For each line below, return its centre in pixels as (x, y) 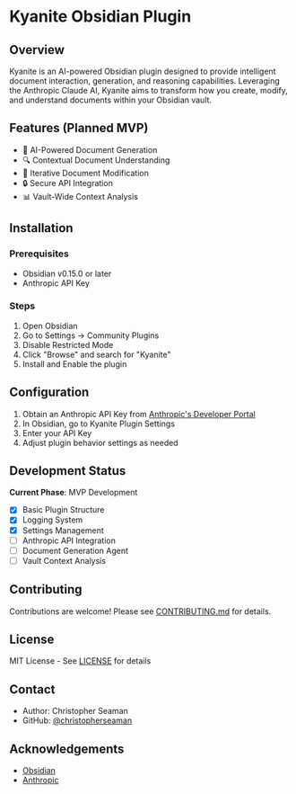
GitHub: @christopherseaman (77, 720)
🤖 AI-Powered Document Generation (90, 149)
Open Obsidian (50, 326)
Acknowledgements (67, 749)
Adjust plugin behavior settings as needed (100, 442)
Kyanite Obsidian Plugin (100, 17)
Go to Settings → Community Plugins (91, 335)
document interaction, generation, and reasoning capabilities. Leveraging (144, 81)
